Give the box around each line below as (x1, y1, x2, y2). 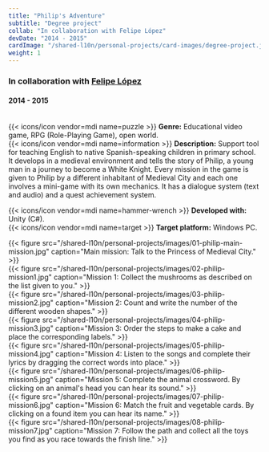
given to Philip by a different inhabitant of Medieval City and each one (8, 173, 239, 183)
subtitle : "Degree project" (8, 19, 102, 27)
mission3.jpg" (8, 324, 54, 333)
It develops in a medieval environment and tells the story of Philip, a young (8, 156, 254, 165)
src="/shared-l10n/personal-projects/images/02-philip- (42, 264, 226, 274)
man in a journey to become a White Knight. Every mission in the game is (8, 165, 249, 174)
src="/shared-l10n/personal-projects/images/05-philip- (42, 340, 226, 350)
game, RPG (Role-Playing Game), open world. (8, 130, 159, 140)
